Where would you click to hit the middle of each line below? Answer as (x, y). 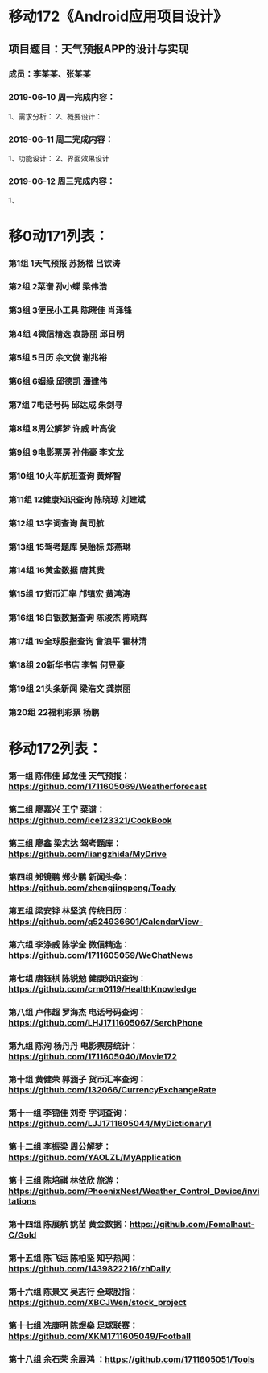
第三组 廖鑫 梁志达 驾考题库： (65, 843)
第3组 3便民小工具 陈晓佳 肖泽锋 (70, 310)
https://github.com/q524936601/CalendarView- (106, 922)
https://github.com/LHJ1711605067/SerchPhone (105, 1022)
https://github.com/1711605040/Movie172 (93, 1056)
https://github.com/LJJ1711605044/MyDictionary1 (110, 1124)
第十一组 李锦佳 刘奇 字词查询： (69, 1113)
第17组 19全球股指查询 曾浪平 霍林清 (78, 642)
